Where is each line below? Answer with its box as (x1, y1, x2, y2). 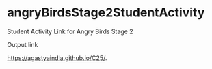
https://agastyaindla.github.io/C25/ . (7, 53, 107, 62)
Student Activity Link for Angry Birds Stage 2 (7, 27, 133, 36)
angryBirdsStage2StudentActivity (7, 5, 205, 20)
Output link (7, 40, 38, 49)
